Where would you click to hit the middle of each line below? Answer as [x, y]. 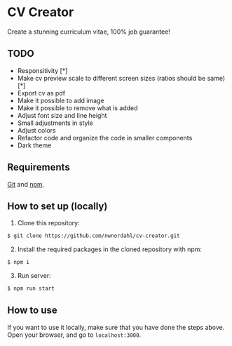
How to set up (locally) [57, 206]
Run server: [34, 276]
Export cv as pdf [41, 93]
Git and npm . [26, 184]
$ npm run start [31, 288]
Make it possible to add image [61, 100]
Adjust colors [36, 130]
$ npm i [19, 262]
